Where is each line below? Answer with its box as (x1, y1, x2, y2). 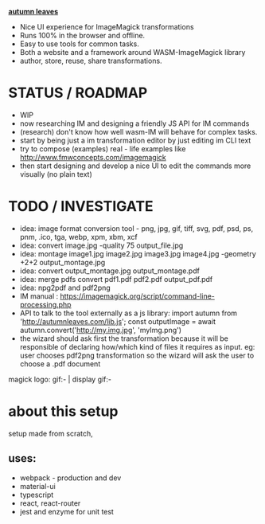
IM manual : (19, 291, 59, 301)
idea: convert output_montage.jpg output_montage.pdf (19, 266, 201, 276)
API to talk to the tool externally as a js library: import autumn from (19, 308, 237, 318)
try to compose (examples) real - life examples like (19, 143, 186, 154)
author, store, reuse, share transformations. (19, 56, 162, 65)
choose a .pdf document (19, 358, 101, 369)
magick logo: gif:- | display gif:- (8, 374, 112, 384)
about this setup (8, 402, 119, 420)
